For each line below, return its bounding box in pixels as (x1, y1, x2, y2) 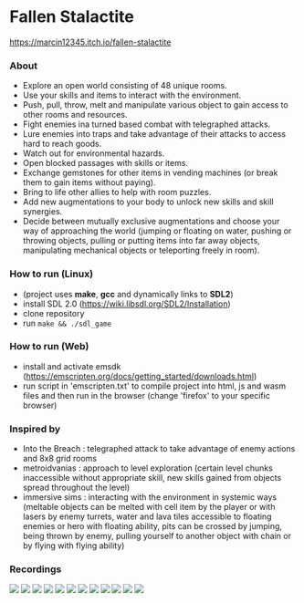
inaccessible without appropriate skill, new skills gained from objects (22, 473, 282, 483)
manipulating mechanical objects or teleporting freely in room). (22, 244, 260, 256)
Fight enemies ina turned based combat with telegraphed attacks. (22, 119, 271, 130)
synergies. (22, 206, 63, 217)
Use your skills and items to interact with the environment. (22, 89, 242, 101)
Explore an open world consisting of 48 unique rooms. (22, 80, 227, 91)
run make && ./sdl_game (22, 317, 112, 328)
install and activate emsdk (22, 360, 121, 371)
